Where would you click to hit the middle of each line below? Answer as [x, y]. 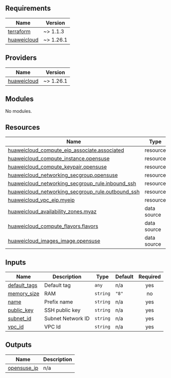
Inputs [16, 262]
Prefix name [59, 302]
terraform [19, 31]
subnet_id [20, 319]
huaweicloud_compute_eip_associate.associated [66, 150]
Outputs [19, 345]
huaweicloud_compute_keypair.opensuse [57, 167]
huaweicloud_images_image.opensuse [54, 241]
